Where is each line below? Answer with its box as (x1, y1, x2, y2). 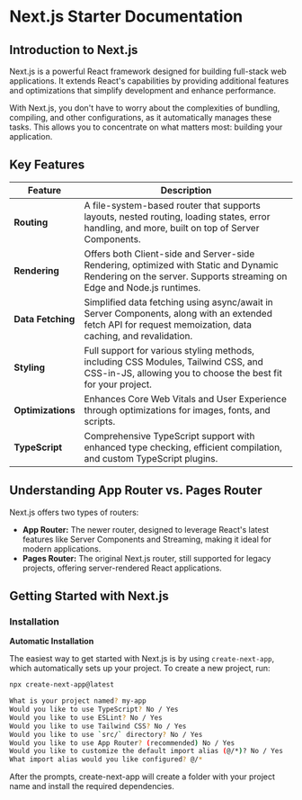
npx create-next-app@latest (9, 680, 115, 689)
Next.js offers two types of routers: (9, 507, 139, 517)
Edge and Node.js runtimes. (84, 281, 201, 293)
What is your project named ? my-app (9, 697, 147, 706)
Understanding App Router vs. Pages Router (9, 483, 262, 499)
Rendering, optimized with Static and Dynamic (84, 258, 279, 271)
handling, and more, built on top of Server (84, 221, 260, 234)
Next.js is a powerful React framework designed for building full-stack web (9, 66, 288, 76)
